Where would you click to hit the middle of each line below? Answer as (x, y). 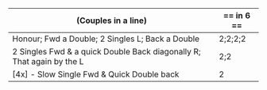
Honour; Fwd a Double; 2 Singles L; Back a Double (106, 39)
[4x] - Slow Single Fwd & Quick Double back (96, 74)
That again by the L (48, 61)
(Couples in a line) (112, 21)
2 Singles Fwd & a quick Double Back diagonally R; (106, 52)
